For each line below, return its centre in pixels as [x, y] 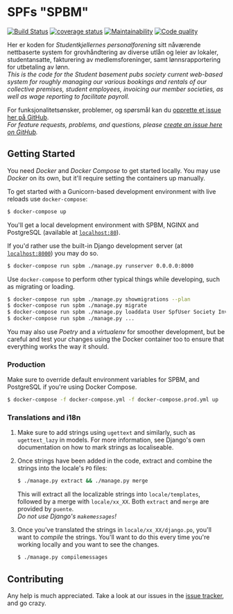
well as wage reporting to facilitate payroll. [68, 96]
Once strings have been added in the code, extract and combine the [115, 461]
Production [26, 364]
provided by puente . [45, 509]
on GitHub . [23, 132]
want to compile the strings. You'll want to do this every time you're [113, 537]
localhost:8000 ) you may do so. [53, 253]
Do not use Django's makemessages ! [67, 516]
